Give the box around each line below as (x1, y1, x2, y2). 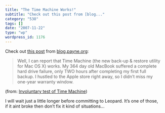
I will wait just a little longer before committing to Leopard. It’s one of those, (5, 98, 158, 104)
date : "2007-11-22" (5, 26, 45, 31)
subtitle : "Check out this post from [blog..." (5, 12, 105, 17)
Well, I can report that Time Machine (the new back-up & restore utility (17, 58, 161, 64)
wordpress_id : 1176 (5, 35, 45, 40)
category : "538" (5, 16, 39, 21)
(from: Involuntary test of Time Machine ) (5, 88, 87, 94)
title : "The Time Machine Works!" (5, 7, 77, 12)
